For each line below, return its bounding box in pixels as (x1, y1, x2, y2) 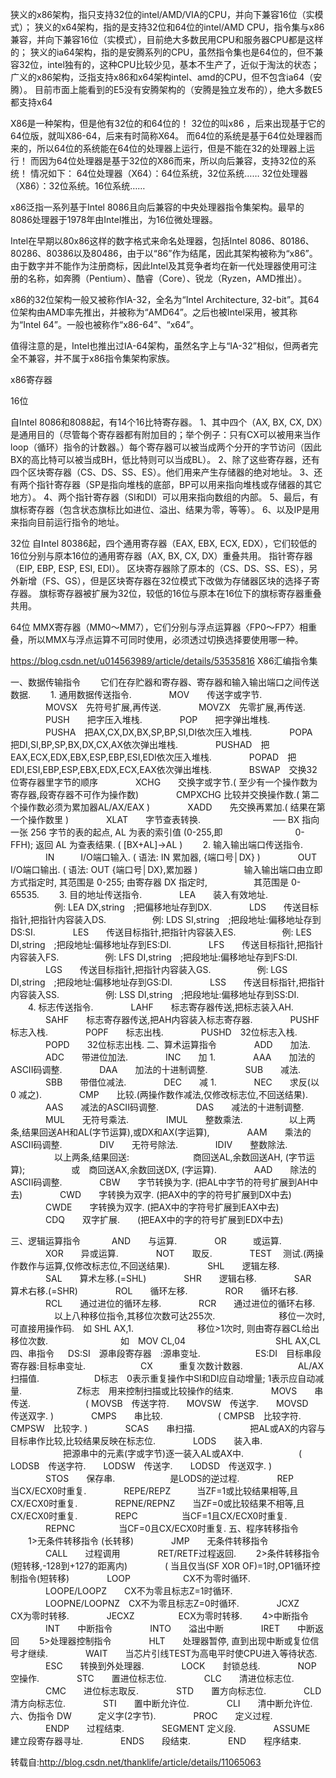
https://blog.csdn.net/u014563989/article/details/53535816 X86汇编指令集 (10, 655, 318, 667)
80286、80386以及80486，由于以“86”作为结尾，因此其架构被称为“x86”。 (10, 248, 318, 259)
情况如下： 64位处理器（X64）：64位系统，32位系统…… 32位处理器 (29, 168, 308, 179)
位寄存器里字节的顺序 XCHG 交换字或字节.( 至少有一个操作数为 (10, 776, 318, 788)
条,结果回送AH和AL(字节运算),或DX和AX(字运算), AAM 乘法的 (10, 1126, 312, 1138)
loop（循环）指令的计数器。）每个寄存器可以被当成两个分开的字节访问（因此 (10, 441, 322, 453)
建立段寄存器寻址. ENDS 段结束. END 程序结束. (10, 1735, 302, 1747)
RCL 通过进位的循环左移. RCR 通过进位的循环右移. (44, 1298, 316, 1309)
